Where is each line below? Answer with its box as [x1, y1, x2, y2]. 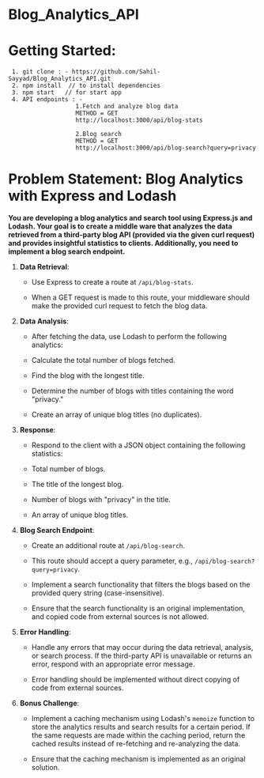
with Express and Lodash [8, 187, 177, 205]
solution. [31, 763, 60, 772]
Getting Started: [8, 42, 116, 60]
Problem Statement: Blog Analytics [8, 170, 243, 188]
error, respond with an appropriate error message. [31, 659, 195, 669]
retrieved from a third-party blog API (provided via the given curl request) [8, 230, 255, 240]
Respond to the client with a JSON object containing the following [31, 440, 246, 450]
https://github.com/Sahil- [71, 68, 160, 76]
